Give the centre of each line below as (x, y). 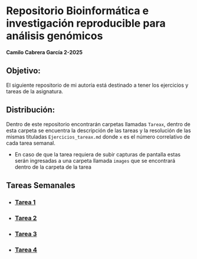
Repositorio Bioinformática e (78, 11)
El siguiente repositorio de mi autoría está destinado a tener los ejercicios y (97, 85)
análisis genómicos (55, 36)
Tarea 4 (26, 250)
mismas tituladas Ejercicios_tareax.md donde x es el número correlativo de (98, 136)
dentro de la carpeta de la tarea (53, 167)
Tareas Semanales (41, 185)
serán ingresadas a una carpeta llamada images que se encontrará (95, 160)
